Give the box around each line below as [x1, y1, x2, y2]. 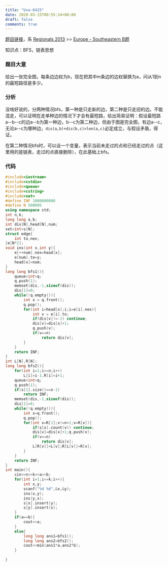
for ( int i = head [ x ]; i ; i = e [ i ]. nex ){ [23, 307, 96, 312]
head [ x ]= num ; [14, 260, 42, 265]
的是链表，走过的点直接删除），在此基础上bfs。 [14, 148, 112, 155]
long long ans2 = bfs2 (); [23, 538, 74, 544]
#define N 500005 [5, 203, 42, 208]
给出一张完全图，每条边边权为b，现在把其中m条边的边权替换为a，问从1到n [5, 73, 161, 79]
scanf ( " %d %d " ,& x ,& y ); [23, 486, 72, 491]
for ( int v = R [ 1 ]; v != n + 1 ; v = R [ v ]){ [23, 420, 92, 425]
